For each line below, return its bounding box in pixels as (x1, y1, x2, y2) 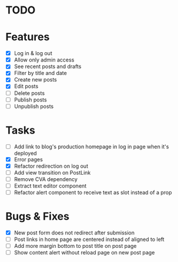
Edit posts (14, 83, 39, 90)
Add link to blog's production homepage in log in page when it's (14, 143, 169, 150)
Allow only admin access (14, 56, 75, 63)
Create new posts (14, 76, 57, 83)
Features (5, 30, 50, 44)
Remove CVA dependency (14, 175, 78, 182)
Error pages (14, 156, 43, 163)
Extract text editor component (14, 182, 87, 189)
